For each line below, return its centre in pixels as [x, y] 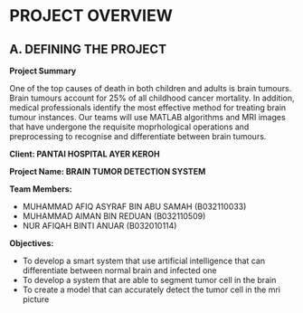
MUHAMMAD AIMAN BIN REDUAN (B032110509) [114, 216]
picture [36, 299]
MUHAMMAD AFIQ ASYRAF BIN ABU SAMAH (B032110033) [134, 206]
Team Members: [41, 189]
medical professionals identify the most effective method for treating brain [148, 108]
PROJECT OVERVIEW [91, 16]
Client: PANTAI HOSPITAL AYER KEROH [85, 154]
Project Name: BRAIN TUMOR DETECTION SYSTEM [108, 171]
